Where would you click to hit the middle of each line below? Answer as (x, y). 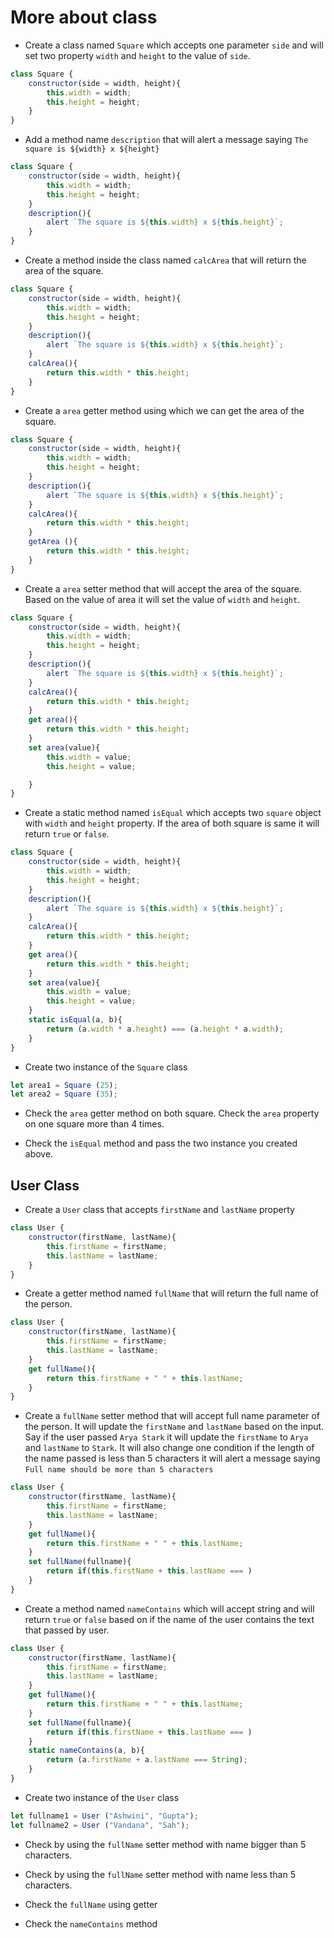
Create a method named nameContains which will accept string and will (169, 1608)
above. (39, 1154)
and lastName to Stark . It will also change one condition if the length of (169, 1448)
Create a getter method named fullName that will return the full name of (171, 1293)
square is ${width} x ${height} (92, 149)
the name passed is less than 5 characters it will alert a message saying (172, 1458)
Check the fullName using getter (91, 1904)
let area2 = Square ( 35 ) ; (64, 1094)
